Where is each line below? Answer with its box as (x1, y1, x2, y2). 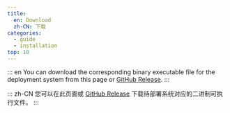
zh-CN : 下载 (13, 23, 47, 30)
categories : (7, 29, 42, 37)
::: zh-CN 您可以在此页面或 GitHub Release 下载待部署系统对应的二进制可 (7, 89, 217, 98)
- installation (13, 42, 58, 49)
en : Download (13, 17, 52, 24)
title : (7, 10, 26, 17)
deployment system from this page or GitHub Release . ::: (7, 75, 170, 83)
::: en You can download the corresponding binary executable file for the (7, 67, 215, 76)
